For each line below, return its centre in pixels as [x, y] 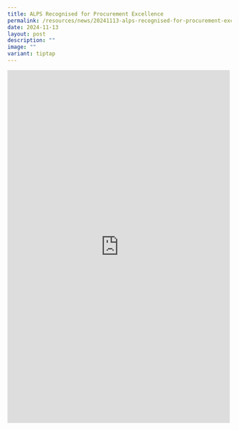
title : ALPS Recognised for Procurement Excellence [85, 14]
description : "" [31, 41]
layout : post [27, 34]
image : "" [22, 47]
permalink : [23, 21]
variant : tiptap [31, 54]
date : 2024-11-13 [33, 27]
